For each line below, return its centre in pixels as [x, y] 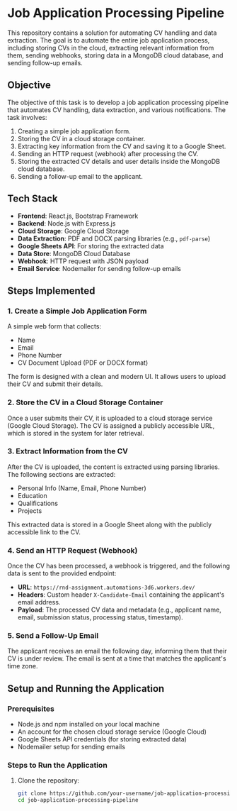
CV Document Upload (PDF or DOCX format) [83, 363]
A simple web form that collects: [54, 326]
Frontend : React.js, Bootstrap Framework [78, 216]
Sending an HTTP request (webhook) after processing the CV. [108, 153]
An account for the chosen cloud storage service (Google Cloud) [112, 732]
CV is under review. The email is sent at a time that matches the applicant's [117, 658]
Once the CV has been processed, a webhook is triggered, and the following [119, 566]
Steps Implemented [51, 291]
